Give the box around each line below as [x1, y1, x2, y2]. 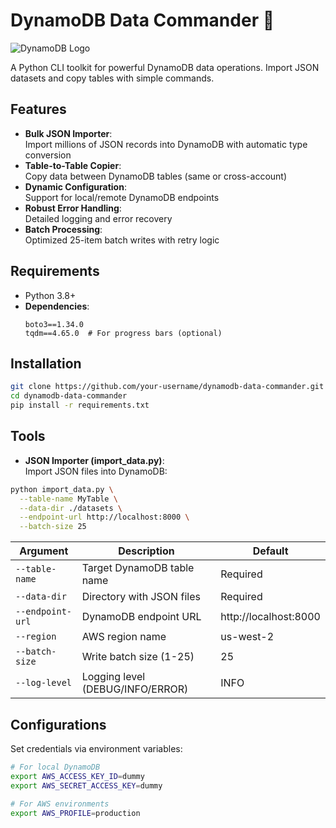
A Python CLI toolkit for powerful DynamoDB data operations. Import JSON [10, 61, 320, 73]
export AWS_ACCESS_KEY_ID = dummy [10, 771, 145, 781]
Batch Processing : [24, 223, 103, 235]
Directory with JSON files [81, 590, 201, 604]
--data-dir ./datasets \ [19, 503, 123, 513]
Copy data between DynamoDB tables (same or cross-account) [24, 170, 288, 182]
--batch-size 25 [19, 522, 87, 532]
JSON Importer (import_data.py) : [24, 454, 165, 466]
